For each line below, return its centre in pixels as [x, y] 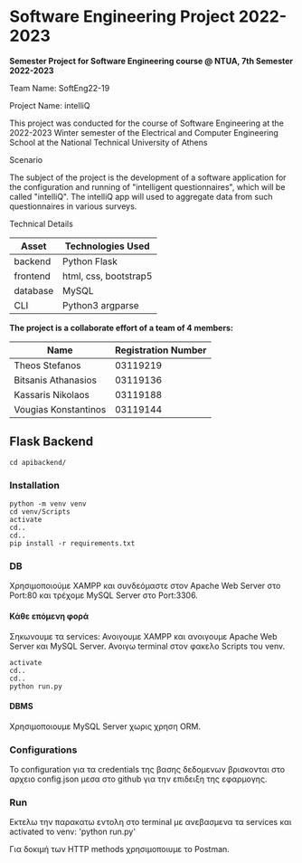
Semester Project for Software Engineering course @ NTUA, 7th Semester [151, 61]
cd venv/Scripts [40, 512]
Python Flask [90, 261]
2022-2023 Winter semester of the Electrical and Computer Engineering [144, 132]
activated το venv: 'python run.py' [73, 832]
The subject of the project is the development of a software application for [148, 177]
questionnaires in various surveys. [73, 206]
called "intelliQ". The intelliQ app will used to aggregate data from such [141, 196]
